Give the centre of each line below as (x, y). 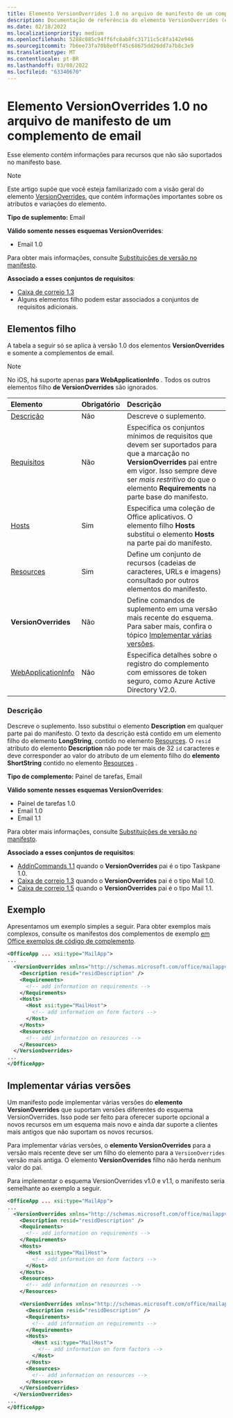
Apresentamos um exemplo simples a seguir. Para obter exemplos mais (109, 927)
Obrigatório (101, 405)
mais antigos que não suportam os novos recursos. (80, 1132)
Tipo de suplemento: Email (46, 218)
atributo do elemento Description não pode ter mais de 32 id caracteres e (113, 748)
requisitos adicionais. (48, 307)
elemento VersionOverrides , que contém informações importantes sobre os (115, 197)
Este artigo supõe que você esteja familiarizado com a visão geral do (106, 189)
